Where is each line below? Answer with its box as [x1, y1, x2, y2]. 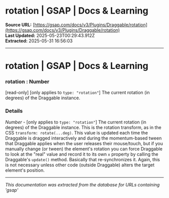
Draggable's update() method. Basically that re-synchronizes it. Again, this [5, 156, 160, 162]
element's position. [5, 167, 45, 173]
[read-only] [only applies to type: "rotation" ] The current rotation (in [5, 90, 150, 96]
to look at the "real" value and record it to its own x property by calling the [5, 151, 158, 157]
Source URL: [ [5, 22, 35, 28]
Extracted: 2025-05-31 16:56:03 [5, 38, 73, 44]
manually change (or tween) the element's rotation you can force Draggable [5, 146, 162, 152]
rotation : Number [5, 78, 50, 85]
